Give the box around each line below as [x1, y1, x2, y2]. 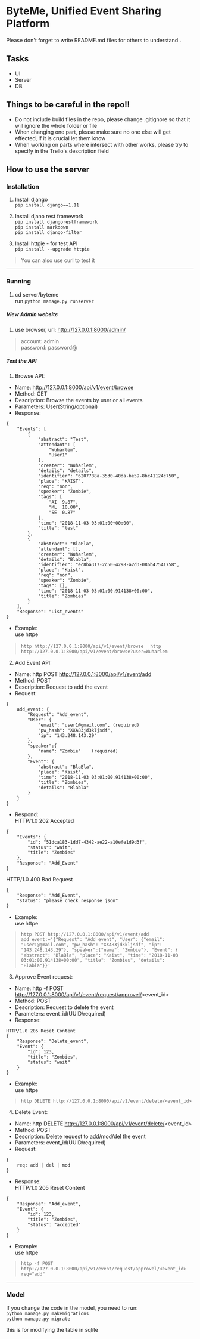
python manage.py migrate [6, 1316, 70, 1322]
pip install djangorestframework [14, 219, 98, 225]
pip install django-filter [14, 230, 82, 236]
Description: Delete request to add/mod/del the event [14, 1133, 146, 1140]
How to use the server [6, 164, 90, 174]
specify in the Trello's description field [14, 147, 109, 155]
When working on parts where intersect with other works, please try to [14, 141, 189, 148]
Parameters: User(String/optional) [14, 403, 98, 410]
